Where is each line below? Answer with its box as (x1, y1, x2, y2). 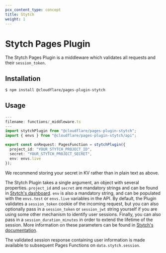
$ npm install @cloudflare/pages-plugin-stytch (5, 88, 106, 93)
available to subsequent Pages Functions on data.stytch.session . (5, 242, 141, 248)
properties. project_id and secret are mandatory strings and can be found (5, 185, 158, 191)
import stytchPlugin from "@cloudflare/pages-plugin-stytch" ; (5, 128, 137, 134)
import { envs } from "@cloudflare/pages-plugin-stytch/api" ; (5, 133, 137, 138)
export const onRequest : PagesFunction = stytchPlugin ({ (5, 142, 126, 147)
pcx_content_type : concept (5, 7, 61, 12)
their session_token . (5, 60, 46, 66)
